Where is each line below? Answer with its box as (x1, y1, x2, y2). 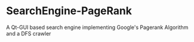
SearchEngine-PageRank (6, 4, 132, 18)
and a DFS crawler (6, 30, 51, 37)
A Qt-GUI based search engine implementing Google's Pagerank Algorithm (6, 24, 189, 31)
